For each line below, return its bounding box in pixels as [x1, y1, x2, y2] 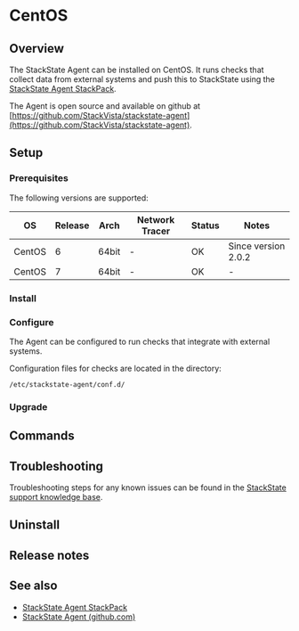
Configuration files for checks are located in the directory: [9, 363, 222, 373]
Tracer [141, 225, 171, 237]
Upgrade [9, 400, 48, 413]
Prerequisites [9, 172, 69, 184]
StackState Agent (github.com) [21, 611, 136, 622]
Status [190, 219, 220, 232]
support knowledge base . [9, 492, 103, 503]
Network [136, 213, 175, 225]
